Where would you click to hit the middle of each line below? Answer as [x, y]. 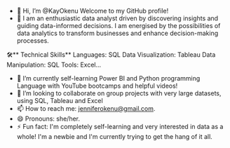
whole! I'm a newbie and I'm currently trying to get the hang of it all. [115, 136]
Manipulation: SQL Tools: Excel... [54, 65]
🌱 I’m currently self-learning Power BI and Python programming [108, 78]
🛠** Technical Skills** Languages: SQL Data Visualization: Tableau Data [111, 55]
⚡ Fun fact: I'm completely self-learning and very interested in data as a [120, 127]
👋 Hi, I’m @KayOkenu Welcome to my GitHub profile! [93, 11]
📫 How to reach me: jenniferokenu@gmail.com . [86, 108]
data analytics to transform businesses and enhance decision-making [117, 33]
